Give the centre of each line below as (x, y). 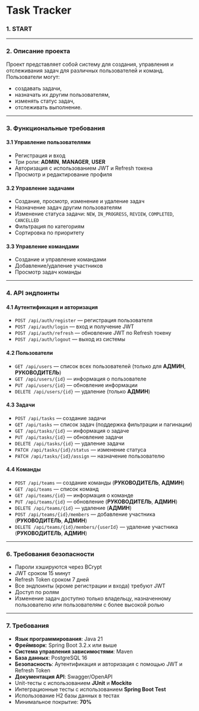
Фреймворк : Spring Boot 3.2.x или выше (66, 645)
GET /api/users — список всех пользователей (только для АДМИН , (100, 366)
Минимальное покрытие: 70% (53, 702)
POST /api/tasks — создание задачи (60, 418)
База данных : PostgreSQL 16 (51, 658)
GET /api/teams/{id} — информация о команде (74, 496)
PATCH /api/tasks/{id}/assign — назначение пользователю (89, 456)
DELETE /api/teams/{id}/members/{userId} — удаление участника (96, 527)
